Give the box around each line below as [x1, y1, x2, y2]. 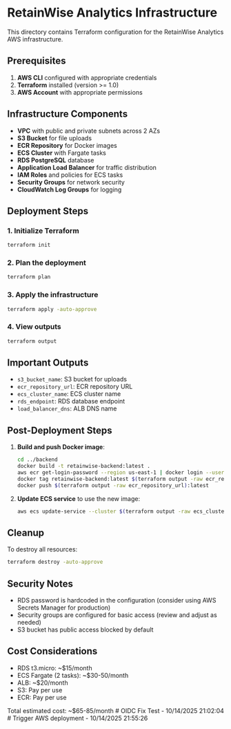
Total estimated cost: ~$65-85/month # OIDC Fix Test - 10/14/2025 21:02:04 [7, 706, 224, 714]
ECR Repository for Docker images [17, 141, 117, 149]
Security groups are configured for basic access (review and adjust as [17, 611, 217, 619]
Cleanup [7, 527, 45, 538]
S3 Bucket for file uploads [17, 133, 92, 142]
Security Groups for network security [17, 178, 125, 186]
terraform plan [7, 274, 51, 281]
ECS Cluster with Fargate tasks [17, 149, 107, 157]
